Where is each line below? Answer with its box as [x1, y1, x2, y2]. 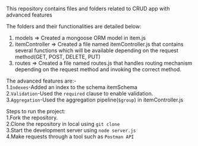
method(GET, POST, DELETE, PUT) [14, 53, 101, 60]
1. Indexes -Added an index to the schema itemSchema [6, 84, 138, 91]
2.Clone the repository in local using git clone [6, 120, 120, 127]
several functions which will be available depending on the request [14, 47, 178, 54]
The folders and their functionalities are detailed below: [6, 23, 142, 30]
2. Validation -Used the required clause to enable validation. [6, 90, 153, 97]
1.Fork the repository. [6, 114, 58, 121]
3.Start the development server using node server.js [6, 127, 136, 134]
